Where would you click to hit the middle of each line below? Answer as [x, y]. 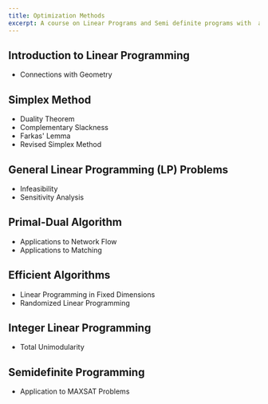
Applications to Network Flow [68, 241]
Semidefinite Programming [77, 372]
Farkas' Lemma [45, 136]
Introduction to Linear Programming [99, 55]
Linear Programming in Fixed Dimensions [87, 294]
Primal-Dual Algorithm [65, 222]
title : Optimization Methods [57, 16]
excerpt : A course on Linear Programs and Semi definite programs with [130, 23]
